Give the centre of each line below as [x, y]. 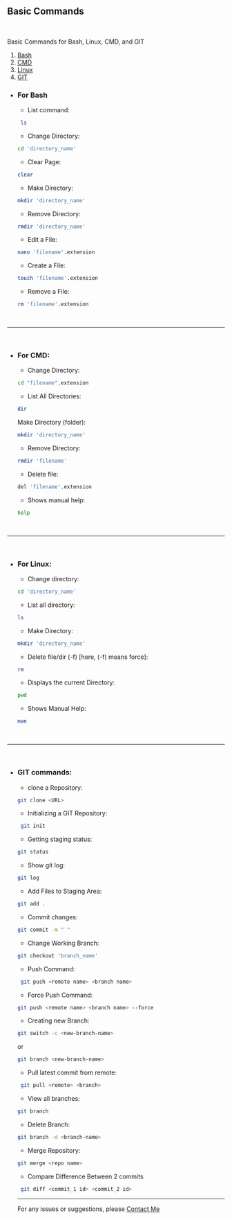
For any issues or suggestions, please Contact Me [88, 1209]
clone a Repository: [55, 787]
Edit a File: [42, 240]
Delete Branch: [49, 1124]
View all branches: [54, 1098]
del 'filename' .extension [54, 487]
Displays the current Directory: [71, 682]
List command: [49, 110]
